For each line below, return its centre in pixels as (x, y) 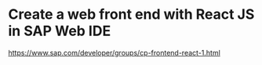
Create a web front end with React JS (131, 14)
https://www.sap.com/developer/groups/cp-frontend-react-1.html (115, 52)
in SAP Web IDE (60, 31)
